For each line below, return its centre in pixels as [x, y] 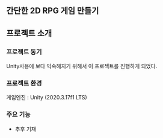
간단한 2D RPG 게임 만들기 [53, 11]
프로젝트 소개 [29, 33]
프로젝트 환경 [24, 83]
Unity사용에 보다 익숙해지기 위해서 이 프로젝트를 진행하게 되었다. [82, 66]
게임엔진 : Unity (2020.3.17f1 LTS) [47, 98]
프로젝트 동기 [24, 52]
